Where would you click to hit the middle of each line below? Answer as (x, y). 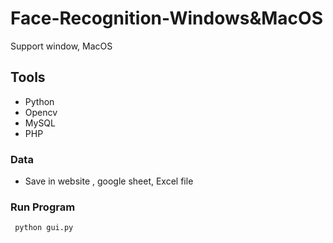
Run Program (43, 207)
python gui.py (44, 228)
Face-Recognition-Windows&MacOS (166, 18)
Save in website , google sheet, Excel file (109, 181)
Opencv (41, 112)
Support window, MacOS (61, 46)
